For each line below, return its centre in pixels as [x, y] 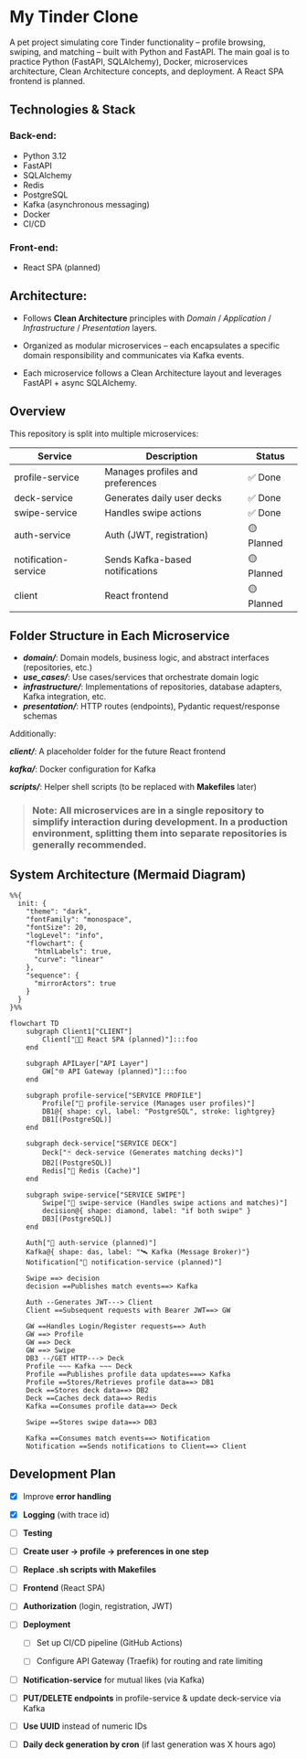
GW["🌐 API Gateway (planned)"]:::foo [115, 1071]
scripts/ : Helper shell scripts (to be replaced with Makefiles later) [133, 787]
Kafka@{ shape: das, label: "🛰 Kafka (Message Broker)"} [138, 1253]
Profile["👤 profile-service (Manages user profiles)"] [149, 1103]
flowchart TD [34, 1024]
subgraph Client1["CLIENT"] [79, 1032]
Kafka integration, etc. [64, 697]
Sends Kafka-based [148, 560]
